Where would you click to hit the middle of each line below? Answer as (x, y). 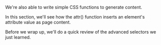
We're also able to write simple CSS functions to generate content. (74, 7)
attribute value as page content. (38, 22)
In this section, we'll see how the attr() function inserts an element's (75, 17)
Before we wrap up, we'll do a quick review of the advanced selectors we (81, 32)
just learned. (18, 37)
